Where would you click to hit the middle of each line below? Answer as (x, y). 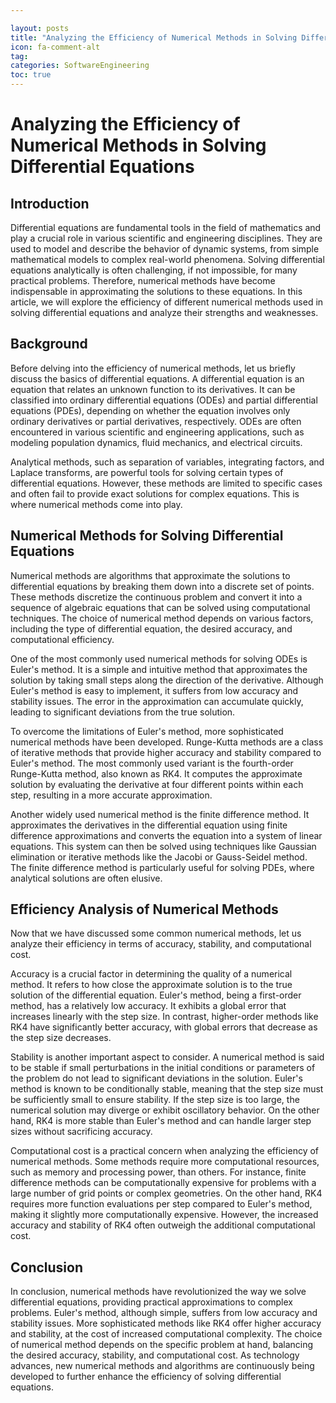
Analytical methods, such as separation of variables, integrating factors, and (167, 462)
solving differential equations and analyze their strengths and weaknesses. (164, 312)
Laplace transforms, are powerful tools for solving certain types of (147, 472)
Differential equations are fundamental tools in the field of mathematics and (166, 227)
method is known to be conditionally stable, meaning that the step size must (167, 1089)
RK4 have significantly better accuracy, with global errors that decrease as (164, 1027)
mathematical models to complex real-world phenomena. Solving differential (167, 259)
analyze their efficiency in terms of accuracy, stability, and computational (161, 944)
